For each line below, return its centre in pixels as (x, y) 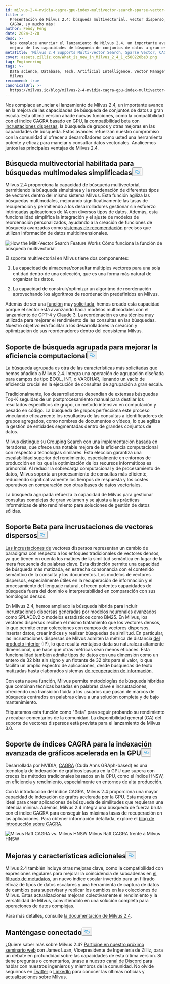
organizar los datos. (33, 279)
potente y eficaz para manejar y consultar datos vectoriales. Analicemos (81, 142)
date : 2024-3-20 (22, 33)
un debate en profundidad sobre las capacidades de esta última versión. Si (83, 956)
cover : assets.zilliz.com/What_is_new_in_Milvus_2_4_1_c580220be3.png (81, 57)
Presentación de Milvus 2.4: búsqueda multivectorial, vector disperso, (88, 19)
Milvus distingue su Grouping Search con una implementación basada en (81, 442)
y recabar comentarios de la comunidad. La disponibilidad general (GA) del (83, 717)
